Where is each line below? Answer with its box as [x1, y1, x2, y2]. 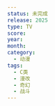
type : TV [7, 23, 33, 30]
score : [7, 29, 26, 37]
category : [7, 50, 36, 56]
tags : [7, 62, 23, 69]
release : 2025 [7, 17, 49, 24]
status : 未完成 [7, 10, 48, 17]
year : [7, 36, 23, 43]
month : [7, 43, 26, 50]
